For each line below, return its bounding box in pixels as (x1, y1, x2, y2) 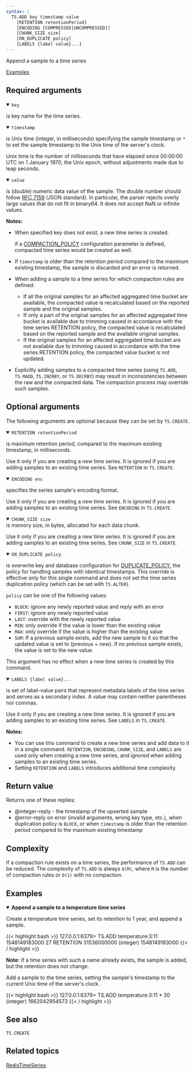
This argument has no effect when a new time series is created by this (6, 658, 175, 665)
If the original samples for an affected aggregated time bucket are (23, 336, 182, 343)
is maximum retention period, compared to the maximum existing (6, 440, 162, 447)
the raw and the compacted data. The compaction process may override (14, 378, 189, 386)
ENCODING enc (11, 476, 43, 482)
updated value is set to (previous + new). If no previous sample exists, (14, 640, 183, 647)
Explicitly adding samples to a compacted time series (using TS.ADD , (14, 366, 178, 373)
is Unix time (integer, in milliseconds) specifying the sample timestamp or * (6, 135, 186, 142)
